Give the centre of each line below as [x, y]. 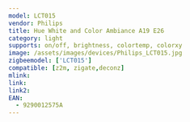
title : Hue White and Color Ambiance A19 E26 [86, 31]
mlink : [19, 75]
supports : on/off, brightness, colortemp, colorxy [95, 46]
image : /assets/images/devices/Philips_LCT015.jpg [95, 53]
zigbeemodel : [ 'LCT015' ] [50, 61]
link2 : [19, 90]
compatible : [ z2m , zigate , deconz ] [67, 68]
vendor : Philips [36, 23]
